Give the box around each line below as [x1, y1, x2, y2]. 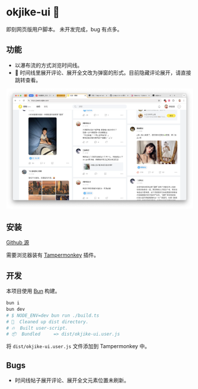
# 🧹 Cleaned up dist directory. [6, 318, 89, 325]
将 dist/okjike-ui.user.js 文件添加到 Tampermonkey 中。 [6, 343, 150, 350]
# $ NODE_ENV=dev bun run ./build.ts [6, 313, 100, 318]
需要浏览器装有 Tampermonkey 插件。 [6, 251, 100, 259]
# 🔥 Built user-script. [6, 325, 68, 331]
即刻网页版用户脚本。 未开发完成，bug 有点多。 [6, 25, 123, 33]
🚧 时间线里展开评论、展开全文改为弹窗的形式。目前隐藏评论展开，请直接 [14, 69, 191, 76]
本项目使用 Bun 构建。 [6, 288, 60, 295]
